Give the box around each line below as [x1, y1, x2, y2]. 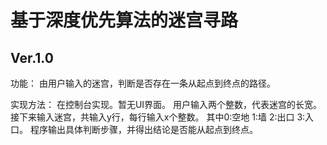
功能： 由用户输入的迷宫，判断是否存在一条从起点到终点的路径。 [10, 77, 276, 89]
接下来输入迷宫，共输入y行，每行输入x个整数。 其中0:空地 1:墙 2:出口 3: [10, 111, 306, 123]
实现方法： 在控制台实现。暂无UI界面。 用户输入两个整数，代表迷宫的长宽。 [10, 99, 323, 110]
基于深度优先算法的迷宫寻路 [10, 9, 239, 32]
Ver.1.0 [10, 49, 54, 66]
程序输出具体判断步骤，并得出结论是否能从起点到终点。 [29, 124, 258, 135]
